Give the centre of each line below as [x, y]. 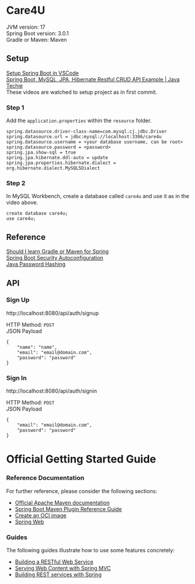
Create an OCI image [41, 515]
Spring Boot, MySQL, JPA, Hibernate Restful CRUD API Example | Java [93, 79]
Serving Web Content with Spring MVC [63, 568]
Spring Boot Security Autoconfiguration [55, 258]
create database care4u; [37, 214]
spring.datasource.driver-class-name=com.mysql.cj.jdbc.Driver [87, 132]
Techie [14, 86]
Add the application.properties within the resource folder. [79, 121]
